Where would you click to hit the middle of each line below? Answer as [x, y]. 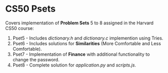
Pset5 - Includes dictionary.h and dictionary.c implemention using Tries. [88, 38]
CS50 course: [20, 28]
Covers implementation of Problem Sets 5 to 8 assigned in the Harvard [79, 23]
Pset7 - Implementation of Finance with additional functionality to [81, 54]
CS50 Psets [30, 9]
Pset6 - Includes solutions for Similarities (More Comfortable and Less [87, 43]
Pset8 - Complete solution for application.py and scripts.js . [74, 65]
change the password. [36, 59]
